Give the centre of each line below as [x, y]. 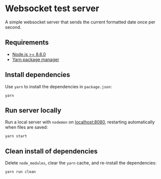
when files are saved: [26, 127]
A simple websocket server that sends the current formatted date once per [80, 22]
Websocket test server [52, 9]
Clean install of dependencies [51, 151]
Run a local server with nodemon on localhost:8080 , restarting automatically [80, 122]
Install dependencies [38, 75]
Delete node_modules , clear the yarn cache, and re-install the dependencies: [81, 163]
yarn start [16, 136]
